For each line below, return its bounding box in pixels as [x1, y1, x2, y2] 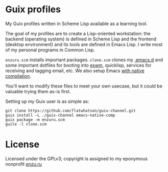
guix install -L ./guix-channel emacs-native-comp [5, 113, 115, 118]
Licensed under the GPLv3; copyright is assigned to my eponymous [5, 155, 148, 162]
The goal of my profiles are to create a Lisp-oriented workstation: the [5, 30, 151, 36]
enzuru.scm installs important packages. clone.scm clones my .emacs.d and [5, 56, 163, 62]
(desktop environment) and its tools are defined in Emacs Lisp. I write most [5, 41, 163, 47]
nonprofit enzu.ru [5, 161, 42, 167]
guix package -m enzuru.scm [5, 117, 65, 122]
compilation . [5, 73, 32, 79]
